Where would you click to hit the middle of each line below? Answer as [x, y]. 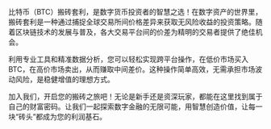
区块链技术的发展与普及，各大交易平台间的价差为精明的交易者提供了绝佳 [135, 32]
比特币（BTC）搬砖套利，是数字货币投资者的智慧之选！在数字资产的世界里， [135, 12]
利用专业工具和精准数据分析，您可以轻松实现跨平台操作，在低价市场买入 [128, 59]
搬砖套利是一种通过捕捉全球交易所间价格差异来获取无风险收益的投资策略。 [132, 22]
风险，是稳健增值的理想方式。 [65, 79]
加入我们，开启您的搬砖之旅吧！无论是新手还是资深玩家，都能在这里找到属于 [135, 96]
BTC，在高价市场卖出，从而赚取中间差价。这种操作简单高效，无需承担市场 [132, 69]
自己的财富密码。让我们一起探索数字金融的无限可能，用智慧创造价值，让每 [132, 106]
